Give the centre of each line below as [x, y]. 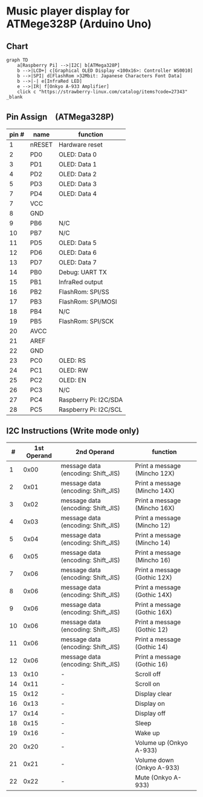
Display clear [153, 694]
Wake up [147, 733]
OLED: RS [72, 360]
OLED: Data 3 [78, 184]
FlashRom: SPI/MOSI [88, 301]
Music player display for [68, 11]
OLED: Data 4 [78, 193]
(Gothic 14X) [153, 595]
